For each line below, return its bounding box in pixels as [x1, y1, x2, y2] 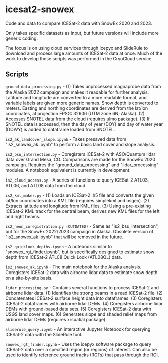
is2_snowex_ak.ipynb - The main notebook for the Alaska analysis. [5, 264, 142, 270]
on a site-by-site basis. [5, 275, 53, 281]
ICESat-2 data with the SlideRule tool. [5, 331, 83, 337]
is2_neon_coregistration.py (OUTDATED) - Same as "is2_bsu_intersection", [5, 223, 159, 229]
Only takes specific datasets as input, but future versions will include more [5, 30, 159, 36]
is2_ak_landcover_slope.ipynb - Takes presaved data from [5, 136, 127, 142]
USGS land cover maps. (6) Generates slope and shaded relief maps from [5, 311, 157, 317]
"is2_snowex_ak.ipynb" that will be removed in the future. [5, 234, 124, 240]
